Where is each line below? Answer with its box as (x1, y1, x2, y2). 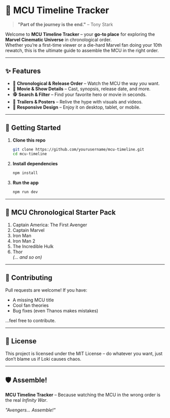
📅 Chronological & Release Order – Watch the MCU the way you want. (12, 80, 160, 86)
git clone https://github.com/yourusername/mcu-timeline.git (12, 147, 145, 152)
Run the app (12, 180, 39, 186)
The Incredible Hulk (12, 243, 54, 249)
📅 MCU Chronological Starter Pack (5, 208, 116, 217)
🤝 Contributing (5, 273, 53, 282)
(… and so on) (12, 254, 42, 260)
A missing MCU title (12, 297, 54, 303)
